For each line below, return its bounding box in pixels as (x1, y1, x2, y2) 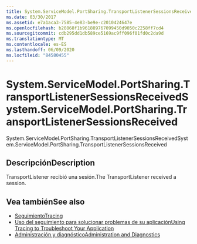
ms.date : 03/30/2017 (6, 14, 57, 20)
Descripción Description (6, 158, 96, 168)
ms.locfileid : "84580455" (6, 52, 69, 58)
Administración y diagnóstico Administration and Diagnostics (14, 231, 160, 238)
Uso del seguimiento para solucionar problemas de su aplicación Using (14, 219, 186, 226)
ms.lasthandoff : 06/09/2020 (6, 47, 75, 53)
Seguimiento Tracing (14, 212, 63, 219)
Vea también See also (6, 196, 85, 206)
